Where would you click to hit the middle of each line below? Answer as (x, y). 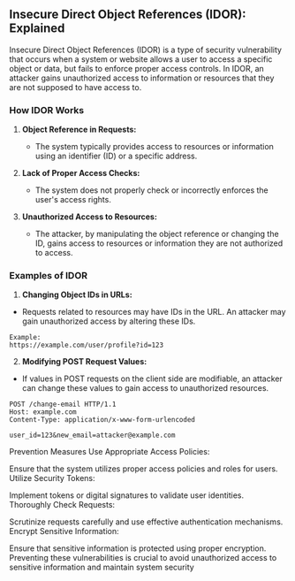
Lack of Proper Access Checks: (81, 173)
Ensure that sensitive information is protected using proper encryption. (138, 548)
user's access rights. (73, 200)
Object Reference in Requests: (79, 130)
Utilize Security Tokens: (52, 478)
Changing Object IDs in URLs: (77, 294)
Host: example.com (43, 412)
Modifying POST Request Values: (84, 362)
